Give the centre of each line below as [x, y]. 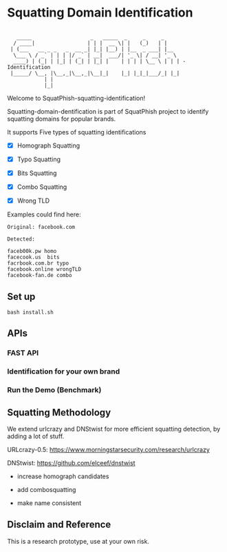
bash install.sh [30, 313]
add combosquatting [46, 490]
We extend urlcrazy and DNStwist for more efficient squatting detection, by [114, 429]
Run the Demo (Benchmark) [54, 390]
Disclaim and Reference [59, 525]
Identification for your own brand [64, 371]
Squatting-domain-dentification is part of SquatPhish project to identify [108, 111]
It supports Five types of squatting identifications [77, 132]
